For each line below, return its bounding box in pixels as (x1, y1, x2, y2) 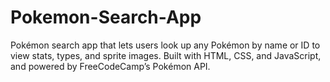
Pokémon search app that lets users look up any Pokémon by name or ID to (10, 39, 321, 51)
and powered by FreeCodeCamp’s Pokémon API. (10, 60, 211, 72)
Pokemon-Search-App (10, 6, 202, 29)
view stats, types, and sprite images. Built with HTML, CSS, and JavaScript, (10, 49, 322, 61)
